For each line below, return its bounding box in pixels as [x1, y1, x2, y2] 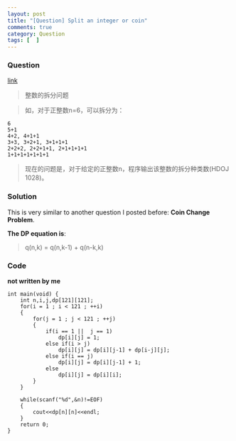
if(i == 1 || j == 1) [45, 328, 113, 335]
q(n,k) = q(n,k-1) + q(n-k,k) [24, 243, 104, 251]
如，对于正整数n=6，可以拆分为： [24, 106, 124, 114]
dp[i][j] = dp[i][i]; [58, 371, 122, 379]
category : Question [7, 30, 65, 38]
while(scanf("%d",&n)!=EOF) [20, 396, 103, 403]
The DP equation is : [7, 229, 66, 238]
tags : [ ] [7, 37, 40, 44]
